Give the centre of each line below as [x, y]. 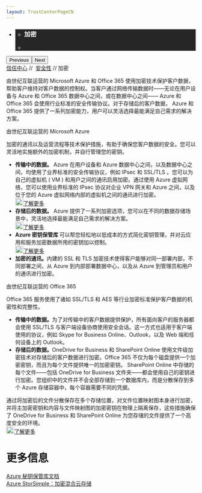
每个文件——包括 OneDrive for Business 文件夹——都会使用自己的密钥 [102, 372]
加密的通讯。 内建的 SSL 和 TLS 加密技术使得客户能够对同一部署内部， [101, 258]
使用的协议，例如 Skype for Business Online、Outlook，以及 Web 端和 [102, 334]
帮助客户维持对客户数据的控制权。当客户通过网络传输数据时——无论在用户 [98, 88]
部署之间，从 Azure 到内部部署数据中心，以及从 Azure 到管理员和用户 [106, 266]
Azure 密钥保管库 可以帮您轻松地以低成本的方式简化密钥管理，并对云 [100, 234]
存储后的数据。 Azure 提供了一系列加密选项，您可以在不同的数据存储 [100, 211]
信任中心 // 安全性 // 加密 [38, 68]
